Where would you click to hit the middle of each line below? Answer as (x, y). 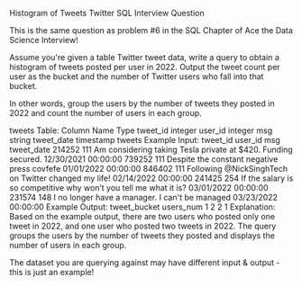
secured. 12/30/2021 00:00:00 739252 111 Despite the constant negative (144, 159)
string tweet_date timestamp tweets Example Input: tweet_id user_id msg (145, 140)
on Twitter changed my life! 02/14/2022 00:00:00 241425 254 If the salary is (151, 178)
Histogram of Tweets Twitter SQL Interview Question (107, 13)
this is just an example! (52, 272)
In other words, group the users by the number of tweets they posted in (142, 103)
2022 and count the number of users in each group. (106, 113)
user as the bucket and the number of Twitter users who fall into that (137, 76)
